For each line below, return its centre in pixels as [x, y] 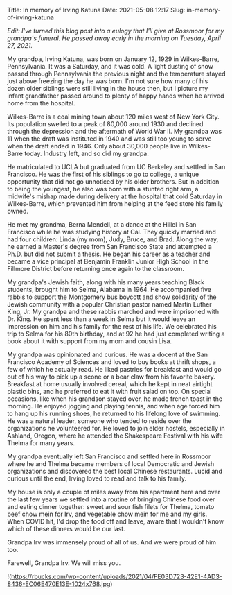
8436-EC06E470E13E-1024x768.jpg [59, 584]
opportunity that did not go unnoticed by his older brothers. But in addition [113, 182]
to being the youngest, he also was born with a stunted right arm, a [103, 189]
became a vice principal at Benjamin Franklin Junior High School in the [108, 261]
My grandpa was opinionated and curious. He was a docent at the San [107, 354]
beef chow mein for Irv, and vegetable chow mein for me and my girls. [107, 514]
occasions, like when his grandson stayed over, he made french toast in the [115, 399]
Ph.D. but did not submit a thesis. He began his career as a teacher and [109, 254]
